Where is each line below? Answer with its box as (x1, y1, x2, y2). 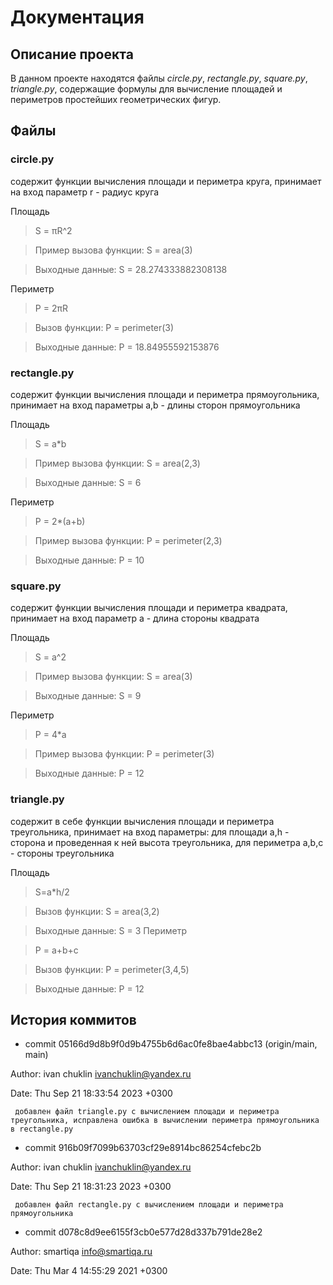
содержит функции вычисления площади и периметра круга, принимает (10, 175, 322, 187)
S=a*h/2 (34, 886, 70, 898)
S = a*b (34, 437, 67, 450)
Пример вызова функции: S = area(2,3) (34, 457, 201, 469)
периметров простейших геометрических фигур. (10, 94, 222, 105)
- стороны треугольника (10, 847, 115, 859)
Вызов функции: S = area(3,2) (34, 905, 160, 917)
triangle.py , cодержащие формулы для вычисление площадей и (10, 83, 283, 95)
